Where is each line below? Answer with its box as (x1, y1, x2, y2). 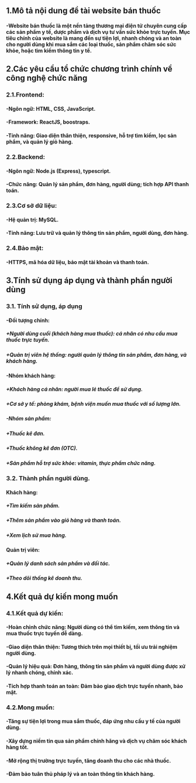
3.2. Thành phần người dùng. (6, 474, 90, 482)
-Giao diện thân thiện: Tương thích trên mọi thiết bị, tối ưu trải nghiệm (6, 643, 177, 650)
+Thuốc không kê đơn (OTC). (6, 445, 78, 452)
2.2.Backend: (6, 153, 46, 161)
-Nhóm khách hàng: (6, 372, 56, 379)
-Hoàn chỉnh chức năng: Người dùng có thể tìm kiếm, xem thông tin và (6, 624, 180, 631)
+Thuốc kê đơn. (6, 430, 45, 437)
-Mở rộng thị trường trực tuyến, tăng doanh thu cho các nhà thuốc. (6, 757, 171, 764)
